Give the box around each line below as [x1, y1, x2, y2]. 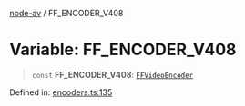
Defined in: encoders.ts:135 [9, 86, 113, 98]
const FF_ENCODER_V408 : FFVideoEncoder [31, 69, 194, 80]
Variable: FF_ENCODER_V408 [9, 40, 237, 60]
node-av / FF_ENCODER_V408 [9, 8, 124, 18]
